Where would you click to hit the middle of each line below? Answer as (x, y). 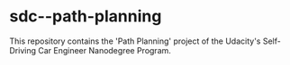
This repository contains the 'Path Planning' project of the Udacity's (135, 41)
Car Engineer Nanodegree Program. (104, 50)
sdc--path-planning (86, 16)
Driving (23, 50)
